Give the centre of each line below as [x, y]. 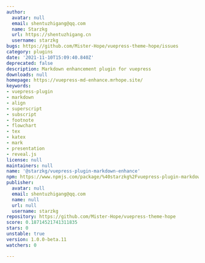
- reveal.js [21, 154]
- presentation [26, 148]
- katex [16, 137]
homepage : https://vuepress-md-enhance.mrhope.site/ [75, 80]
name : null [26, 199]
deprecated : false [30, 63]
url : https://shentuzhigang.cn [52, 35]
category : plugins [30, 52]
